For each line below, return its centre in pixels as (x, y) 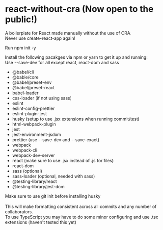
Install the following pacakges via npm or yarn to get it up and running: (77, 57)
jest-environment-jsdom (37, 134)
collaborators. (19, 211)
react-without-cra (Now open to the (79, 9)
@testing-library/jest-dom (38, 186)
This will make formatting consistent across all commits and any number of (81, 206)
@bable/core (25, 77)
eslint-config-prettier (33, 108)
